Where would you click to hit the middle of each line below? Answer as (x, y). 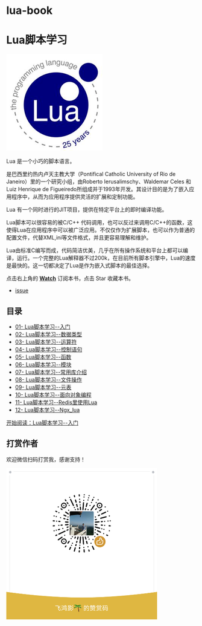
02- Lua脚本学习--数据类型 (49, 334)
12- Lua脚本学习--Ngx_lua (47, 409)
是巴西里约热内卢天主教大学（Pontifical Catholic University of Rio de (91, 174)
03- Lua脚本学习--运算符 (46, 342)
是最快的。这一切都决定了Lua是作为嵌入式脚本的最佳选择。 (80, 266)
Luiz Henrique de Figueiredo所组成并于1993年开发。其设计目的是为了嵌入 (98, 189)
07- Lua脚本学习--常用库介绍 (51, 372)
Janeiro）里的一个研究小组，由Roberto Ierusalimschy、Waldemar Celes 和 (99, 181)
